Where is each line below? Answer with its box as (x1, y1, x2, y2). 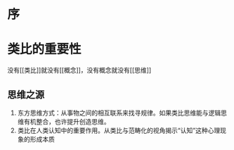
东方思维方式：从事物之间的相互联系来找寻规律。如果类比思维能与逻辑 (17, 108, 221, 117)
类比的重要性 (7, 42, 82, 57)
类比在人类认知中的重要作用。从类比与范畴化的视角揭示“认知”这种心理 (17, 126, 221, 135)
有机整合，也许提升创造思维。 (23, 117, 110, 125)
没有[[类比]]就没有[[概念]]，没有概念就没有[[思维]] (7, 66, 152, 75)
